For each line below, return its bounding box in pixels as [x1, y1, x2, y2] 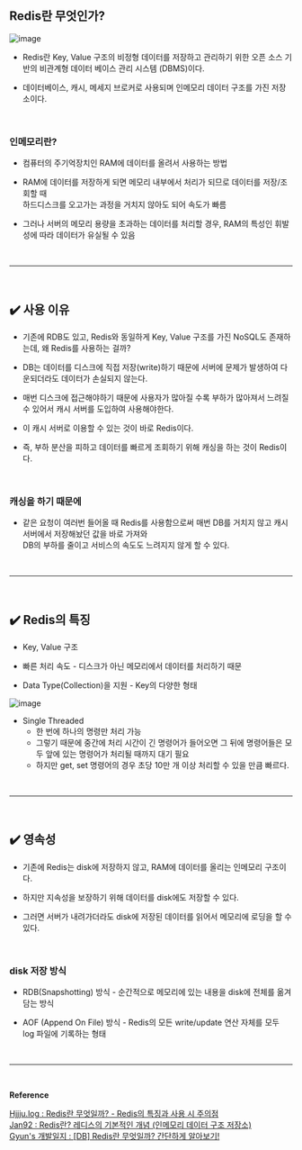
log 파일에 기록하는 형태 [22, 1028, 106, 1039]
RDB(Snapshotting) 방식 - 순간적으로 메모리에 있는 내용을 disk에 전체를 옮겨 [22, 987, 292, 998]
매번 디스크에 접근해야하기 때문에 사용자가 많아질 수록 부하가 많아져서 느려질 [22, 392, 289, 403]
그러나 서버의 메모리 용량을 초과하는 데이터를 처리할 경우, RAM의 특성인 [22, 219, 273, 230]
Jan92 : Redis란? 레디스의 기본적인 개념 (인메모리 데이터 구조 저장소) [9, 1119, 252, 1130]
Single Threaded [22, 715, 84, 727]
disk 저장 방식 [9, 964, 67, 977]
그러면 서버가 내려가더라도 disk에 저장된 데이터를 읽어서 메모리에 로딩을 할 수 [22, 910, 292, 921]
